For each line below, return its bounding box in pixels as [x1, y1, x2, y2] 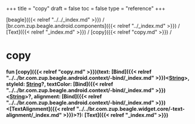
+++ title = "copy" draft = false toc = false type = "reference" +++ [6, 5, 166, 12]
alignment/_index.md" [6, 111, 63, 118]
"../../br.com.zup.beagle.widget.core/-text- [76, 105, 185, 112]
